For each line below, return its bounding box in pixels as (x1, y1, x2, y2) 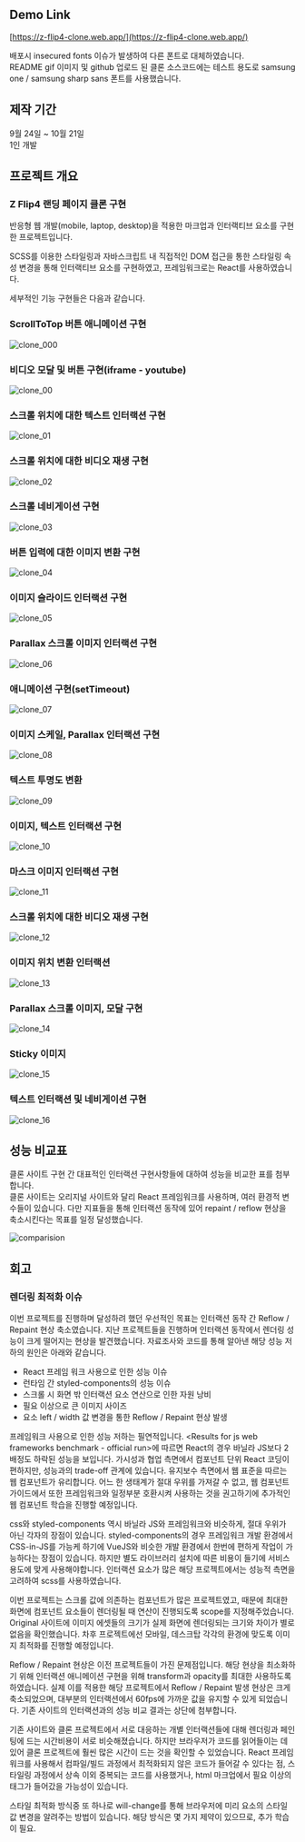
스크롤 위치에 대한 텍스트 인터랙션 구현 (9, 409, 166, 422)
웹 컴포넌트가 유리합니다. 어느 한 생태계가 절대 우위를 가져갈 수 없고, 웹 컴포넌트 (9, 1477, 290, 1488)
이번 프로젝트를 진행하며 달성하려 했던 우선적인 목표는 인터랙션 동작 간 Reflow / (9, 1313, 290, 1324)
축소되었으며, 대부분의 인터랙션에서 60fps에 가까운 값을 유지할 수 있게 (9, 1694, 257, 1705)
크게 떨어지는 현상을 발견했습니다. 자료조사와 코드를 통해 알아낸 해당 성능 (25, 1336, 283, 1347)
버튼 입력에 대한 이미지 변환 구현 (9, 545, 141, 558)
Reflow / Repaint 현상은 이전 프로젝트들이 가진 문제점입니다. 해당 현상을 (9, 1659, 265, 1670)
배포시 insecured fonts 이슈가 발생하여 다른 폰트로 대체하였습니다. (9, 50, 245, 61)
